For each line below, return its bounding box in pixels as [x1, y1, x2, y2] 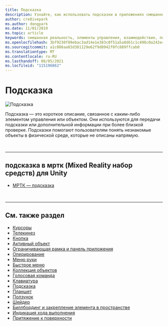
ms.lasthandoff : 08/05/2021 [5, 59, 64, 64]
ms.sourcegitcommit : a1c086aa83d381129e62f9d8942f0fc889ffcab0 [5, 45, 140, 50]
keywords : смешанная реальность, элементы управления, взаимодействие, [5, 36, 157, 41]
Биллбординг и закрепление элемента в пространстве [12, 304, 130, 310]
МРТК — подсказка [12, 182, 54, 188]
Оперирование [12, 251, 45, 257]
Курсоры [12, 224, 32, 230]
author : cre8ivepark [5, 17, 48, 22]
